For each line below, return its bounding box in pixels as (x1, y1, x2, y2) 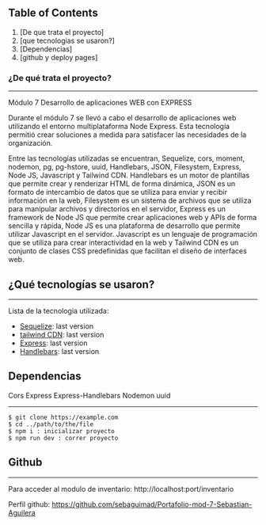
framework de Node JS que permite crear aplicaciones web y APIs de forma (8, 213, 257, 223)
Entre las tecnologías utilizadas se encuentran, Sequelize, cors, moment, (8, 154, 245, 163)
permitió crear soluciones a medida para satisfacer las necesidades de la (8, 130, 247, 139)
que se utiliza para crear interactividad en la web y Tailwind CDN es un (8, 238, 239, 248)
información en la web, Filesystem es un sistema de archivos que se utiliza (8, 196, 252, 205)
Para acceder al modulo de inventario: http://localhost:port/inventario (8, 484, 234, 493)
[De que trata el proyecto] (19, 27, 104, 36)
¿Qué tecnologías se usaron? (8, 277, 155, 291)
